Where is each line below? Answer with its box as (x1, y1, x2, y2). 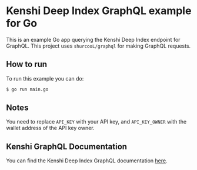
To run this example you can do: (6, 75, 84, 82)
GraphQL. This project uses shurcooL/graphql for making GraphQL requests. (6, 42, 191, 49)
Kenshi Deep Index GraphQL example (6, 4, 192, 18)
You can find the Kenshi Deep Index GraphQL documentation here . (6, 157, 168, 164)
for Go (6, 16, 37, 30)
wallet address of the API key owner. (6, 125, 95, 132)
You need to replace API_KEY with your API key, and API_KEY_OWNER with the (6, 118, 187, 125)
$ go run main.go (6, 86, 49, 92)
